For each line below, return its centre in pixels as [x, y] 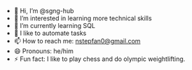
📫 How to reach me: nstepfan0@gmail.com [77, 41]
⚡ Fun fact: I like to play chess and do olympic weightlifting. [100, 59]
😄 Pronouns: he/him [43, 51]
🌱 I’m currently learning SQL [55, 26]
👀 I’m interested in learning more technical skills [83, 18]
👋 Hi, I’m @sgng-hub [44, 11]
